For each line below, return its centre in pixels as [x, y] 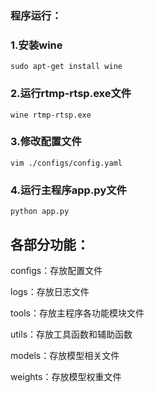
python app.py [40, 212]
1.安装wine [36, 45]
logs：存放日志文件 [50, 291]
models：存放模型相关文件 [65, 355]
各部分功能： [50, 244]
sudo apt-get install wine [66, 67]
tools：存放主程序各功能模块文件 [77, 313]
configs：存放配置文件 [56, 270]
